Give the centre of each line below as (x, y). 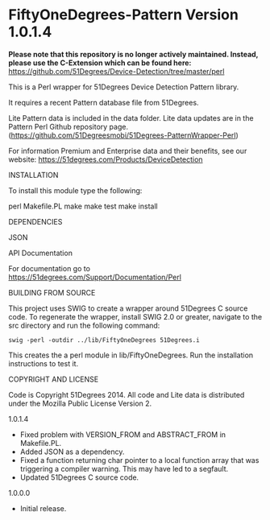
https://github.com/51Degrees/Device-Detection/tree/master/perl (116, 71)
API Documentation (40, 253)
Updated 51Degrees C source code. (79, 477)
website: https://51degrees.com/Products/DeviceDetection (106, 159)
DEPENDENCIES (35, 221)
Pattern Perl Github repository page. (69, 126)
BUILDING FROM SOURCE (52, 292)
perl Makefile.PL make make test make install (83, 206)
